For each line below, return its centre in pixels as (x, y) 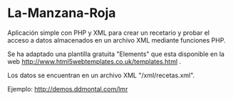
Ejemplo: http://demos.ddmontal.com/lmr (68, 89)
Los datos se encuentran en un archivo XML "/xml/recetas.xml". (101, 75)
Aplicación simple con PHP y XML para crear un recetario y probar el (109, 33)
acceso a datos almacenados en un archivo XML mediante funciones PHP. (116, 40)
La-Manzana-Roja (62, 13)
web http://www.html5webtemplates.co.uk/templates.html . (94, 61)
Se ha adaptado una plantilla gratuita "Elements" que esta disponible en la (116, 54)
